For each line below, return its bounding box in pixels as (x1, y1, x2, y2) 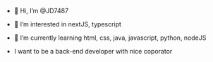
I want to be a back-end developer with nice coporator (13, 47, 173, 55)
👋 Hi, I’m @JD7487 (13, 7, 69, 15)
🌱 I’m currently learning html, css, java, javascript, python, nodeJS (13, 33, 207, 42)
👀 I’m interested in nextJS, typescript (13, 20, 122, 28)
